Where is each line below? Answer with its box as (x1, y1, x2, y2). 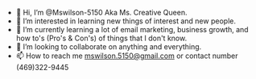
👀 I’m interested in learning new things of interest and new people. (15, 16, 236, 26)
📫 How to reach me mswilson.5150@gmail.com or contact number (15, 51, 238, 60)
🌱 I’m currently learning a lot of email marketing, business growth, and (15, 25, 249, 34)
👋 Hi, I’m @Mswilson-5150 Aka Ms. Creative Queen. (15, 8, 188, 17)
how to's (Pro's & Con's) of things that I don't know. (15, 33, 188, 43)
